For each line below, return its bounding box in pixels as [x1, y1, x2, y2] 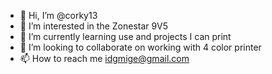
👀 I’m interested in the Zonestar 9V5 [19, 20, 169, 32]
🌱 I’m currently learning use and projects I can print [19, 31, 232, 42]
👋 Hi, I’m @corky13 [19, 10, 98, 21]
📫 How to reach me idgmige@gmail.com [19, 53, 190, 64]
